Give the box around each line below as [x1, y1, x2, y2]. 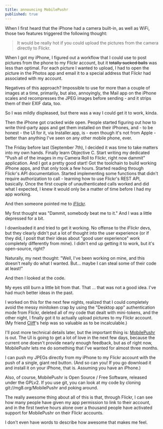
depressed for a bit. [5, 215, 45, 221]
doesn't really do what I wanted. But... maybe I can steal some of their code [5, 260, 157, 266]
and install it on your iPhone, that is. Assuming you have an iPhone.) [5, 365, 141, 371]
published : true [5, 12, 38, 17]
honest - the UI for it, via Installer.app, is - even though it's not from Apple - [5, 130, 156, 135]
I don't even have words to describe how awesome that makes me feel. [5, 419, 148, 425]
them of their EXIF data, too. [5, 100, 62, 106]
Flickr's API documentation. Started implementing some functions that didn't [5, 170, 158, 176]
